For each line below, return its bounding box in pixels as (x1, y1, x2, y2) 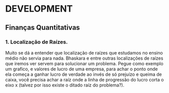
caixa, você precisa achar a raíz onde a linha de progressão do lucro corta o (5, 76, 164, 82)
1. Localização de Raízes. (5, 38, 68, 45)
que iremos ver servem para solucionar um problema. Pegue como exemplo (5, 60, 163, 66)
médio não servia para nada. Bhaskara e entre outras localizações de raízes (5, 55, 163, 61)
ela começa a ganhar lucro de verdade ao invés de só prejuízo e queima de (5, 71, 162, 77)
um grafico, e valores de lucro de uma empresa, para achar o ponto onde (5, 66, 158, 72)
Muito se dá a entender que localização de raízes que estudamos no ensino (5, 50, 163, 56)
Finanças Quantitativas (5, 23, 80, 32)
